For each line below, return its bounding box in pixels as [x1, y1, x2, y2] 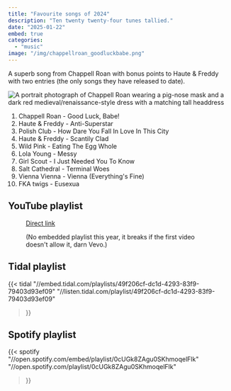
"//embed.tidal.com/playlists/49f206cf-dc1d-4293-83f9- [33, 279, 200, 288]
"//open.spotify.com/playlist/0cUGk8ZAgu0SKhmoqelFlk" [8, 363, 176, 371]
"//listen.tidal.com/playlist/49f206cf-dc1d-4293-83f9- [57, 287, 215, 295]
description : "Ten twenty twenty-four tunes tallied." [8, 17, 174, 24]
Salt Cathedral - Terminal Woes [18, 164, 111, 173]
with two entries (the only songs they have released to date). [8, 76, 186, 85]
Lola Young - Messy [18, 149, 77, 158]
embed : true [8, 30, 43, 38]
